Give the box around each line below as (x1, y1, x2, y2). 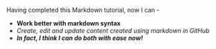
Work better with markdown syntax (16, 19, 121, 27)
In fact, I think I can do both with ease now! (16, 34, 143, 42)
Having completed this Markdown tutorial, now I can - (6, 6, 160, 14)
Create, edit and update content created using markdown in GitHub (16, 27, 210, 35)
